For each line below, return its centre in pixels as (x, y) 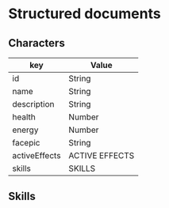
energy (25, 130)
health (24, 117)
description (33, 104)
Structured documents (84, 14)
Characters (36, 43)
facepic (26, 143)
